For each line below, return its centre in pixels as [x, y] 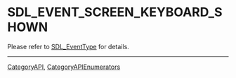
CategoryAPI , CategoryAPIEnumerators [64, 67]
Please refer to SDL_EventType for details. [68, 46]
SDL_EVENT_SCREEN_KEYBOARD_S [115, 12]
